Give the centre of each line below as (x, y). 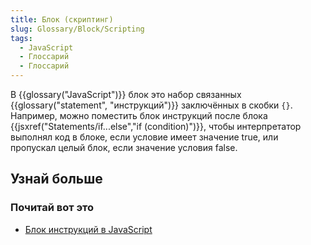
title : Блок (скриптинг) (62, 19)
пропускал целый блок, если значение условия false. (124, 147)
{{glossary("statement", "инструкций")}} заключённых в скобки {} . (151, 105)
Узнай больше (56, 179)
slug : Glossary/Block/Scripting (77, 29)
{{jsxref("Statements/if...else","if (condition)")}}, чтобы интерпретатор (156, 126)
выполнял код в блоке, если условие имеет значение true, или (144, 137)
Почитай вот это (52, 208)
